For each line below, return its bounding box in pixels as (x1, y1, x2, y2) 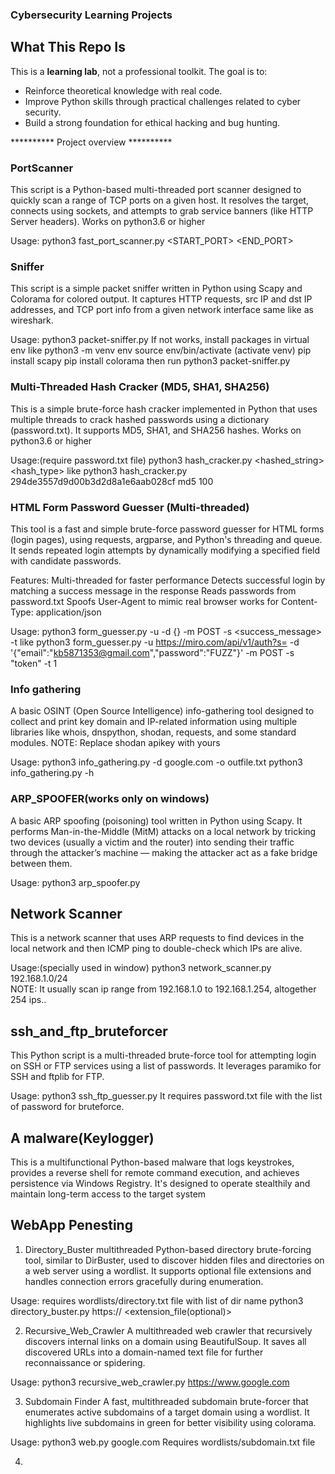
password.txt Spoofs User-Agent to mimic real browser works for (10, 595, 280, 607)
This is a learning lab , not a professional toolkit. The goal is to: (10, 65, 268, 77)
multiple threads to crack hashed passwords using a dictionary (10, 413, 270, 425)
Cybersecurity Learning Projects (10, 8, 173, 22)
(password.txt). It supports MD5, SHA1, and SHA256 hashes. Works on (10, 424, 302, 436)
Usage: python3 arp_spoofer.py (10, 876, 141, 888)
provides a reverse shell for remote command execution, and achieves (10, 1166, 300, 1178)
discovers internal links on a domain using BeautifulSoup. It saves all (24, 1335, 307, 1347)
